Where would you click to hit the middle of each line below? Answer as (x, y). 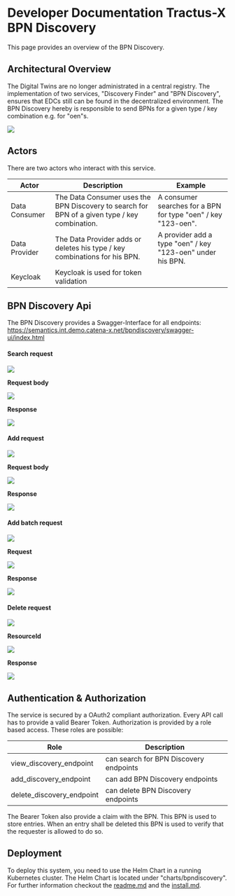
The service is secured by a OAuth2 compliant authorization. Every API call (115, 715)
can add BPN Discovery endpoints (162, 779)
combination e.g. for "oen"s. (48, 116)
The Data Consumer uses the (103, 197)
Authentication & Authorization (77, 698)
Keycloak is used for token (98, 273)
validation (71, 281)
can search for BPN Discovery (155, 759)
